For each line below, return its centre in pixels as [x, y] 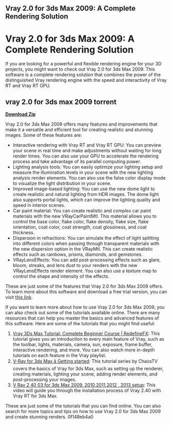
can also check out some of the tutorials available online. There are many [83, 313]
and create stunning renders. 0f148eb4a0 [50, 417]
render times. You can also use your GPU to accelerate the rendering [86, 156]
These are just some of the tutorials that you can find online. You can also [83, 406]
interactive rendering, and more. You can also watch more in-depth [84, 350]
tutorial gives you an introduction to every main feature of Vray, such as [88, 339]
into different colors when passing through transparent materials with [86, 243]
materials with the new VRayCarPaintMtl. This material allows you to [84, 216]
